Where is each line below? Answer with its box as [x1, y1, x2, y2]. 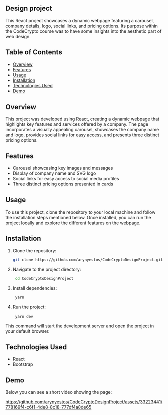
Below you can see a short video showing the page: [5, 389, 112, 395]
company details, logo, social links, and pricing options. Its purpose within [5, 23, 158, 29]
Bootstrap [12, 361, 33, 367]
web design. [5, 33, 31, 39]
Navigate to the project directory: [12, 266, 81, 272]
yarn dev [15, 314, 34, 319]
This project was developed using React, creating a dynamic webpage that [5, 116, 159, 122]
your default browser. [5, 328, 50, 334]
